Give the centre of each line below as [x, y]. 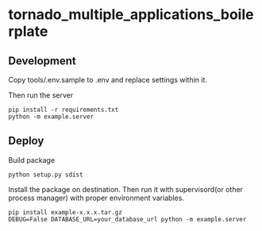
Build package [32, 160]
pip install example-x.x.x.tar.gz [65, 212]
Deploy [26, 141]
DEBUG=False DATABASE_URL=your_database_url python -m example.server [127, 219]
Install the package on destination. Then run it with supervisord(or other [126, 189]
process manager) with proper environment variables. [96, 198]
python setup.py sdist [46, 175]
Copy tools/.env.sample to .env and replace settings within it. [108, 80]
